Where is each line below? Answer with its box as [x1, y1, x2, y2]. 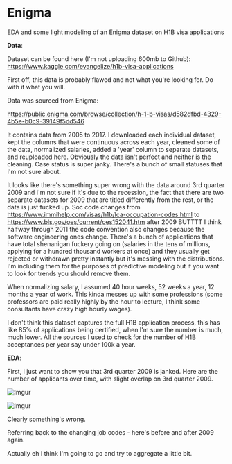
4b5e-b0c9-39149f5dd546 [7, 117, 85, 126]
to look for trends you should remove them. [7, 269, 130, 277]
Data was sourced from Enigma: [7, 96, 99, 105]
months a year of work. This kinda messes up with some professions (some [7, 290, 223, 298]
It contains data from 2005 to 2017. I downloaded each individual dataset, [7, 130, 217, 139]
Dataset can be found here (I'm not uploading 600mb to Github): [7, 54, 191, 63]
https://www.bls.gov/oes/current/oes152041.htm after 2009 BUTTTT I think [7, 217, 222, 226]
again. [7, 436, 26, 444]
